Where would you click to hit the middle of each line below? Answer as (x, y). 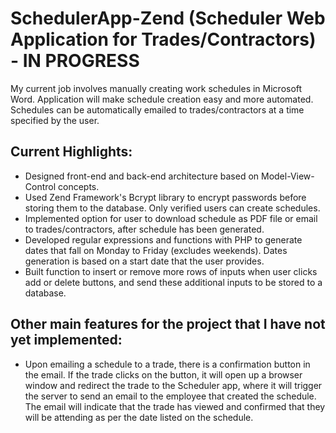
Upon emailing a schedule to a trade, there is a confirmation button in (167, 364)
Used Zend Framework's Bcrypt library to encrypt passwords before (165, 197)
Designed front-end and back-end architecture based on (142, 176)
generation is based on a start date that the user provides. (144, 261)
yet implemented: (66, 340)
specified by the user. (55, 120)
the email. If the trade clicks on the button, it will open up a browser (163, 374)
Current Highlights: (71, 152)
